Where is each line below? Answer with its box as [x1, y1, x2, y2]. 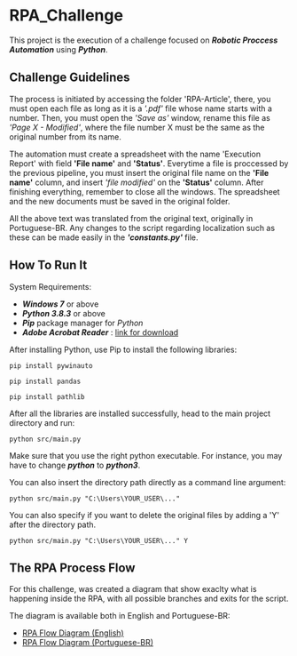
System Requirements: [9, 281, 92, 292]
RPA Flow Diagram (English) [21, 628, 124, 638]
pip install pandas [9, 377, 82, 386]
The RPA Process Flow [9, 560, 136, 575]
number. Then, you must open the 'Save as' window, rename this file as [9, 112, 270, 123]
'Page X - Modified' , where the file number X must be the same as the [9, 122, 265, 132]
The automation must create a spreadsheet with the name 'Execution [9, 148, 262, 159]
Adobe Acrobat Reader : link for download [21, 326, 179, 338]
